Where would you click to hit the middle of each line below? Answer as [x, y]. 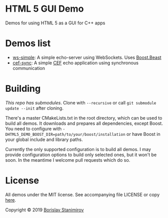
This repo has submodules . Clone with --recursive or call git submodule [81, 102]
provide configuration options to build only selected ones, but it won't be [81, 155]
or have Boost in [143, 134]
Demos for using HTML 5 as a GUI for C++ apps [55, 23]
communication [29, 68]
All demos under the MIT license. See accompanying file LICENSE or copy [82, 194]
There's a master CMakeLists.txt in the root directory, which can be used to [84, 118]
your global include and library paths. [44, 139]
